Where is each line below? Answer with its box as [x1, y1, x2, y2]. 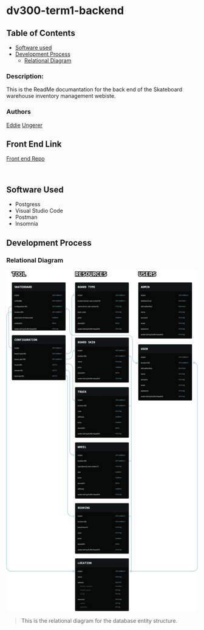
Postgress [15, 201, 41, 208]
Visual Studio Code [15, 207, 64, 215]
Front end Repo [6, 155, 45, 162]
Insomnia [15, 220, 38, 227]
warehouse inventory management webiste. [6, 92, 117, 100]
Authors [6, 108, 32, 116]
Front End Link [6, 139, 62, 149]
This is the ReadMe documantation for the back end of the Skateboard [6, 86, 183, 93]
